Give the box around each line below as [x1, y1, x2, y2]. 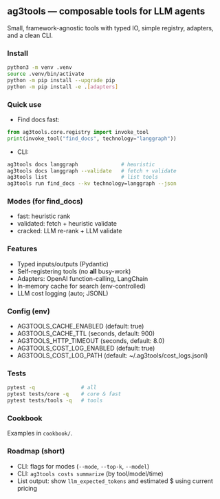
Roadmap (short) [7, 447, 65, 456]
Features [7, 244, 38, 254]
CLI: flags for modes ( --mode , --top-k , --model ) [16, 462, 150, 470]
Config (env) [7, 306, 50, 316]
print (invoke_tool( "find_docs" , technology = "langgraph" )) [7, 135, 177, 142]
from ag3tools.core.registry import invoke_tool [7, 128, 149, 135]
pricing [16, 484, 38, 492]
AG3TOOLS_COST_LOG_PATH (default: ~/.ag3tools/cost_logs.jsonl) [16, 351, 208, 360]
